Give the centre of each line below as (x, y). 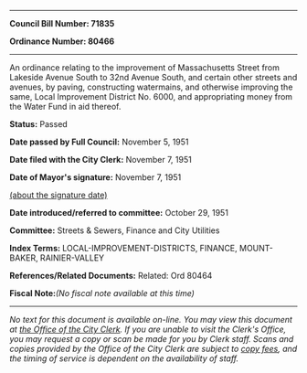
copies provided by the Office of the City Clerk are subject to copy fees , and (153, 349)
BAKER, (24, 258)
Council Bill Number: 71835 (62, 23)
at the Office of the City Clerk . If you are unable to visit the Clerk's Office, (148, 329)
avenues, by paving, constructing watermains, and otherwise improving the (151, 87)
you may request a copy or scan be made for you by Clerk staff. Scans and (152, 339)
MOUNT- (256, 248)
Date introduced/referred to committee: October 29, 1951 (119, 213)
